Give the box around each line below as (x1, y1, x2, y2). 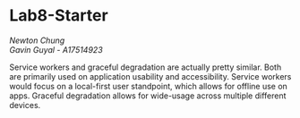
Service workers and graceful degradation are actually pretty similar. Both (9, 62, 282, 72)
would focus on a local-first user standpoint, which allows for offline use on (9, 80, 288, 91)
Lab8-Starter (9, 5, 109, 26)
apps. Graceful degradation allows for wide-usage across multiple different (9, 90, 287, 101)
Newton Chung (9, 35, 65, 46)
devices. (9, 99, 41, 110)
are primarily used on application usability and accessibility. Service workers (9, 71, 292, 81)
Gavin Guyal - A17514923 (9, 44, 103, 55)
